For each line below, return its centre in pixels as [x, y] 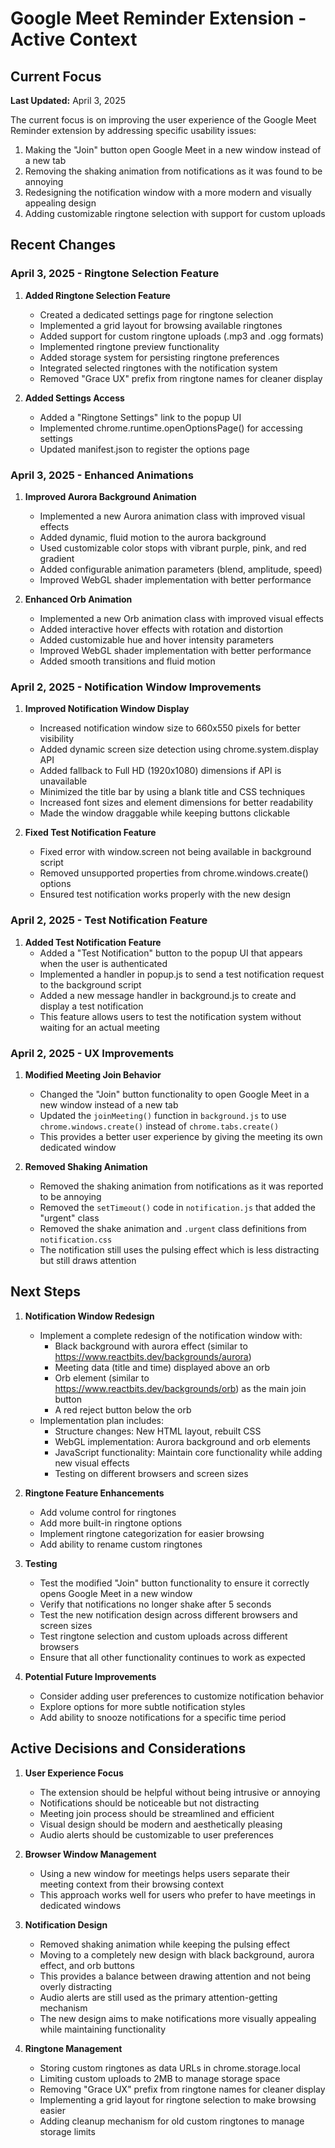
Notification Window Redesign [89, 1316]
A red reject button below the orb [123, 1409]
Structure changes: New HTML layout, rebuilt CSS [158, 1431]
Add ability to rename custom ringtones [121, 1544]
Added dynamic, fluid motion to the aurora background [153, 537]
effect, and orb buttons [87, 1965]
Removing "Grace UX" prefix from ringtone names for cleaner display [182, 2089]
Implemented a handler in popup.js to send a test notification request [182, 974]
